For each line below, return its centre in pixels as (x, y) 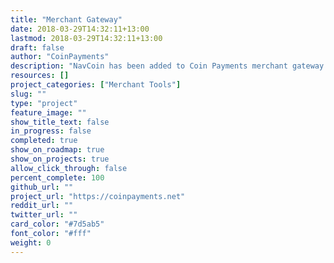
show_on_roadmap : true (57, 150)
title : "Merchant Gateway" (66, 19)
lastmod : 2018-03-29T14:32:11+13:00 (86, 38)
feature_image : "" (48, 112)
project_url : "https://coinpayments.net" (98, 196)
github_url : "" (42, 187)
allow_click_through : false (69, 168)
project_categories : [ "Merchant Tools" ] (96, 85)
